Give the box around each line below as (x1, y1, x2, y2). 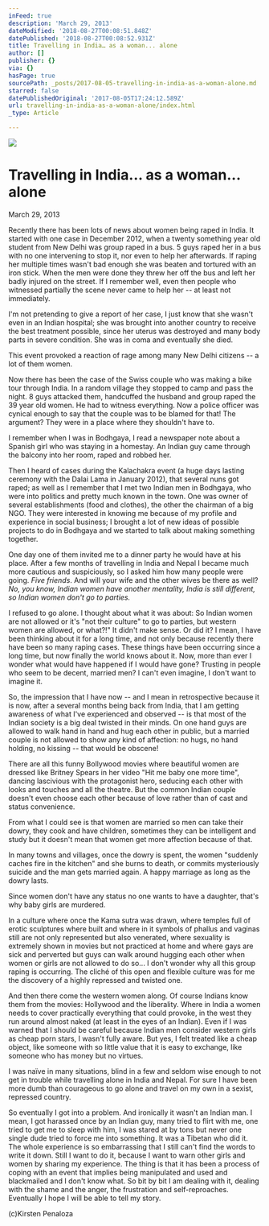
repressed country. (8, 1092, 71, 1101)
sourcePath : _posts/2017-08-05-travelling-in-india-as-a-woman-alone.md (8, 79, 257, 87)
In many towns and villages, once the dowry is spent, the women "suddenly (8, 850, 259, 860)
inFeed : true (8, 11, 52, 20)
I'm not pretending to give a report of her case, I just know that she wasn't (8, 309, 254, 319)
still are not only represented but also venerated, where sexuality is (8, 932, 230, 942)
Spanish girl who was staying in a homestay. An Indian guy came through (8, 441, 251, 451)
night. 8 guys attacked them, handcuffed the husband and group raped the (8, 391, 256, 401)
